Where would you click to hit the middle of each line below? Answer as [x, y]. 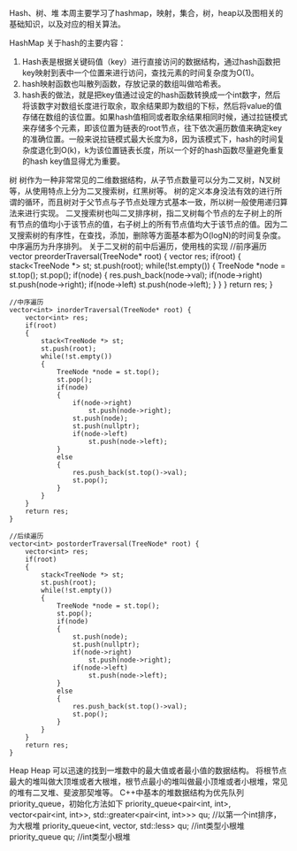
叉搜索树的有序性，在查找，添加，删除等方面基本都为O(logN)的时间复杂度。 [147, 235]
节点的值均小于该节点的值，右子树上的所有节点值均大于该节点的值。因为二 [152, 224]
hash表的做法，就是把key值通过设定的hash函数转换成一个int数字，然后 [151, 95]
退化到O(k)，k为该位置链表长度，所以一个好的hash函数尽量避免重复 [161, 150]
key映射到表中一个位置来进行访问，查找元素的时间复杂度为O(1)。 [140, 73]
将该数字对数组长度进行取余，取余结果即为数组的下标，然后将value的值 [152, 106]
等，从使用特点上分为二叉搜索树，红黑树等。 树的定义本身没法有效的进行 [142, 191]
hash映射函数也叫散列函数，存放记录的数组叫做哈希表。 [124, 84]
